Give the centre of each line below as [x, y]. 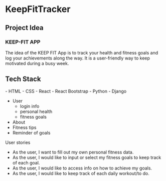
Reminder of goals [31, 132]
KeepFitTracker [38, 9]
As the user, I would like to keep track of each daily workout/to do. [81, 173]
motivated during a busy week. [37, 63]
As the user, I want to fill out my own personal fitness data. [73, 152]
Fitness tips [24, 127]
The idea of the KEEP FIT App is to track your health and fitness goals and [82, 52]
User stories [18, 142]
